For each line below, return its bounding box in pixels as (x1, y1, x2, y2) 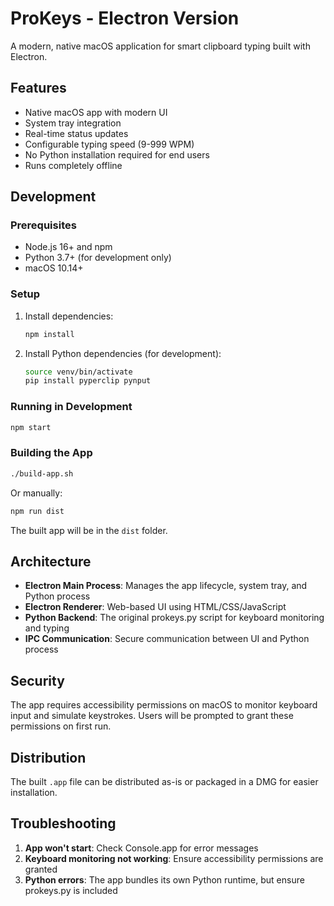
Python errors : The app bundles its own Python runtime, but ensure (24, 873, 305, 886)
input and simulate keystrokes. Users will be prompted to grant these (10, 710, 294, 722)
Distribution (10, 749, 87, 766)
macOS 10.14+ (24, 262, 84, 274)
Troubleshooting (10, 815, 117, 832)
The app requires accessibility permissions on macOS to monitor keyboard (10, 699, 318, 711)
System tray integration (24, 117, 122, 129)
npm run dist (10, 506, 65, 516)
